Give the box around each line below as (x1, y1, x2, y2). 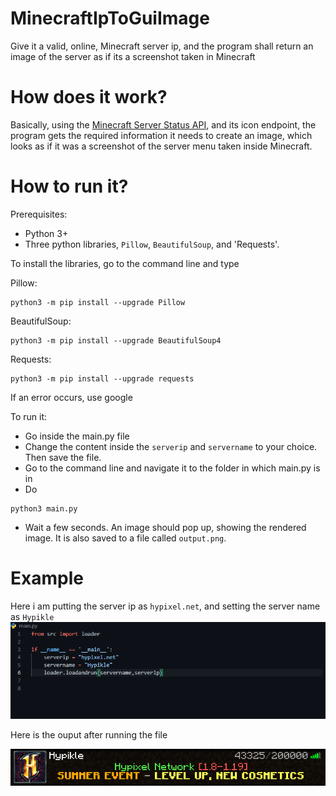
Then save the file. (24, 451, 102, 463)
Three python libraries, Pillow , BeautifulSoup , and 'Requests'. (24, 238, 280, 250)
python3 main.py (10, 503, 78, 514)
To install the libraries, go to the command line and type (10, 257, 240, 269)
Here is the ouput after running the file (10, 728, 168, 741)
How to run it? (10, 175, 129, 198)
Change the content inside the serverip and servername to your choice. (24, 440, 318, 452)
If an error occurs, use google (10, 391, 133, 403)
